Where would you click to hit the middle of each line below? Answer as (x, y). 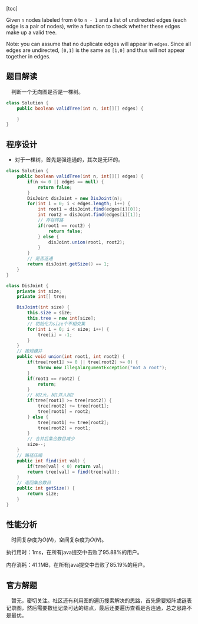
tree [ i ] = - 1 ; (55, 335)
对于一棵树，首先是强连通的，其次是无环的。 (69, 160)
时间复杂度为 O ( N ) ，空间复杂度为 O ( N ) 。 (59, 540)
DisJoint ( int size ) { (43, 307)
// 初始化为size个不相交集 (56, 324)
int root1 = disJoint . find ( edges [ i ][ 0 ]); (89, 209)
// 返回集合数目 (34, 483)
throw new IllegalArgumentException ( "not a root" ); (102, 367)
